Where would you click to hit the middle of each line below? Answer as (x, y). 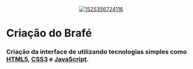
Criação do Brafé (49, 33)
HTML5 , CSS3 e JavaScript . (47, 59)
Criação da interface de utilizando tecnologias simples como (97, 52)
